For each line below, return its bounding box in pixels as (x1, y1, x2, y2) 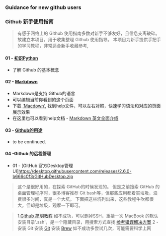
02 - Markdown (5, 79, 38, 85)
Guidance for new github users (5, 4, 82, 11)
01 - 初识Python (5, 55, 38, 61)
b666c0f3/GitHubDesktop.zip (12, 174, 74, 179)
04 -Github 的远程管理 (5, 151, 51, 157)
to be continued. (12, 138, 46, 145)
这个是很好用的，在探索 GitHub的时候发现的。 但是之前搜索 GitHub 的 (17, 184, 160, 190)
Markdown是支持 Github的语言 (12, 90, 76, 96)
